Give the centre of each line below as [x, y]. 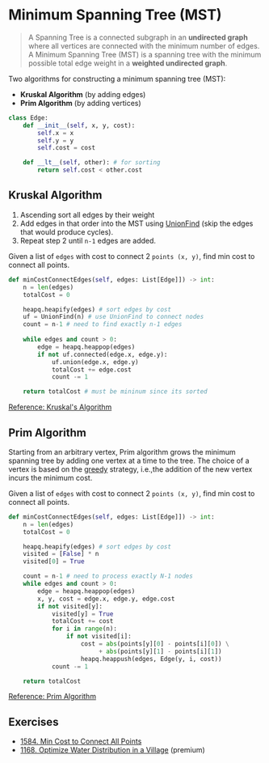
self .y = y [56, 140]
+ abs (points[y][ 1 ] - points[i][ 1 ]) [160, 651]
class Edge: [28, 118]
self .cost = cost [66, 148]
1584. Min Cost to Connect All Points [81, 741]
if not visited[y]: [70, 606]
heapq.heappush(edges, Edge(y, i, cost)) [151, 659]
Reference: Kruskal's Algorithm [60, 407]
